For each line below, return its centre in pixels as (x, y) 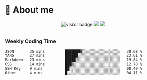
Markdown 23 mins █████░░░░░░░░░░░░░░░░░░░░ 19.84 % (73, 60)
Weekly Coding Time (31, 41)
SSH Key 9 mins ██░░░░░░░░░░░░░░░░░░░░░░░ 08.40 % (73, 69)
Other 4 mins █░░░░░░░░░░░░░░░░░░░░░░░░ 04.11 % (73, 73)
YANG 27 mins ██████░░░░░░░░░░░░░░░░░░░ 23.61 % (73, 56)
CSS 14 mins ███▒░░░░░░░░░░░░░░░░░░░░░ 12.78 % (73, 64)
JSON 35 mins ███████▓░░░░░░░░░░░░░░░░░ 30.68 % (73, 52)
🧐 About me (30, 10)
